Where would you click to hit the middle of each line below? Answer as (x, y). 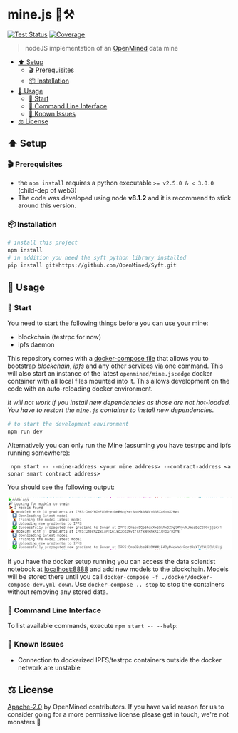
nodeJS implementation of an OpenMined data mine (101, 48)
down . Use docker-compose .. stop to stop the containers (141, 585)
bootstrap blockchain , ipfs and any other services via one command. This (115, 366)
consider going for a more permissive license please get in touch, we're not (118, 714)
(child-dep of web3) (47, 190)
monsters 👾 (24, 722)
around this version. (47, 205)
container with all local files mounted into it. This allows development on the (119, 381)
